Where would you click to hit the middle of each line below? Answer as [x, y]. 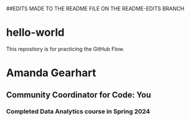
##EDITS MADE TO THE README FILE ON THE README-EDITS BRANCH [95, 9]
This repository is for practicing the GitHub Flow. [65, 49]
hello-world [36, 33]
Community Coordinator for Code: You [79, 95]
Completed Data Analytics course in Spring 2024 [78, 112]
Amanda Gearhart [51, 73]
